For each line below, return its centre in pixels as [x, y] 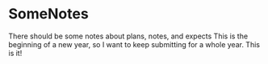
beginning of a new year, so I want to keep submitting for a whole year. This [134, 44]
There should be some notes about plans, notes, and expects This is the [128, 36]
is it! [15, 53]
